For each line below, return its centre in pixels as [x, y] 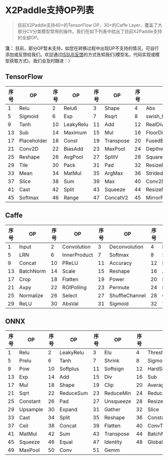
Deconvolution [126, 247]
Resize [155, 401]
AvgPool [73, 157]
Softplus [69, 369]
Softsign [114, 369]
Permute [119, 287]
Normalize [31, 295]
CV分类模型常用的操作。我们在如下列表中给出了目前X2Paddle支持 [94, 31]
